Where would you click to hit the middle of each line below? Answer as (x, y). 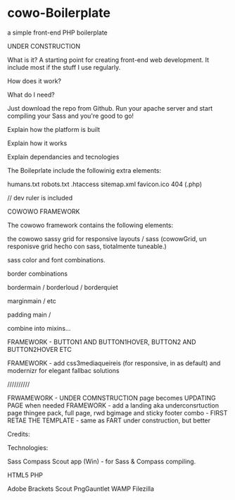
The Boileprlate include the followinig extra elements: (84, 170)
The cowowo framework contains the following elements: (90, 225)
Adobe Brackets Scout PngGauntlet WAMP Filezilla (81, 489)
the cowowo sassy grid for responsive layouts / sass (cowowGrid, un (107, 238)
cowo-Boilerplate (59, 13)
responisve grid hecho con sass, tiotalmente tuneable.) (87, 246)
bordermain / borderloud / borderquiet (63, 287)
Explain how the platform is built (54, 129)
